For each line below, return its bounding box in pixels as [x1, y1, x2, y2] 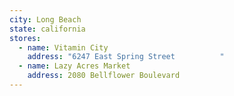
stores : [9, 33, 42, 43]
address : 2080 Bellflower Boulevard [27, 71, 181, 81]
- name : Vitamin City [18, 42, 109, 53]
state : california [9, 24, 86, 34]
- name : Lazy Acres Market [18, 61, 131, 71]
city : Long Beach [9, 14, 82, 25]
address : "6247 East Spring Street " [27, 52, 225, 62]
